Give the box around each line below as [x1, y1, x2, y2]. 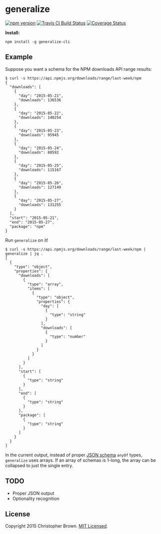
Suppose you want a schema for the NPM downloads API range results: [5, 66, 152, 72]
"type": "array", [27, 282, 64, 287]
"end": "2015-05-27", [9, 219, 55, 225]
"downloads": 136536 [18, 97, 61, 103]
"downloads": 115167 [18, 167, 61, 173]
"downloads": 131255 [18, 202, 61, 207]
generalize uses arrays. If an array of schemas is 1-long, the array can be [5, 457, 156, 463]
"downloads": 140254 [18, 115, 61, 120]
